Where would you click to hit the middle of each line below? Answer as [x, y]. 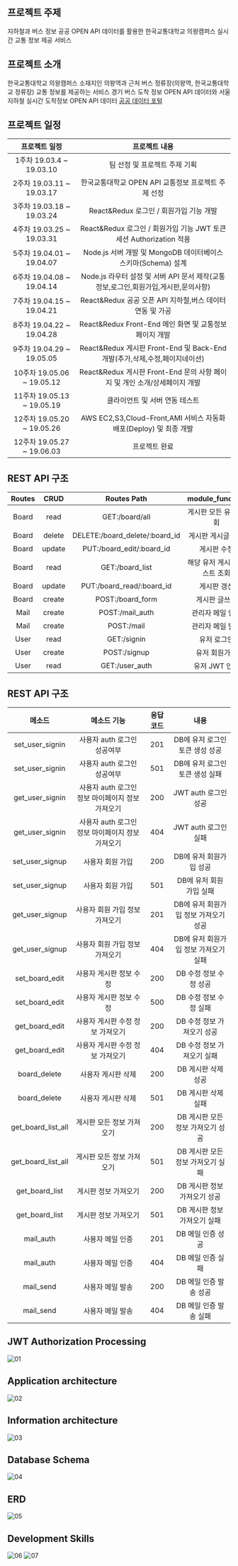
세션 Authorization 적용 [153, 240]
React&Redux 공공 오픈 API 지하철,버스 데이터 [153, 300]
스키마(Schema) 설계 [153, 263]
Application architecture [62, 1381]
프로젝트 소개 [34, 65]
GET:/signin [126, 639]
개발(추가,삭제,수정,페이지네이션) [153, 359]
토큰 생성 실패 [200, 774]
